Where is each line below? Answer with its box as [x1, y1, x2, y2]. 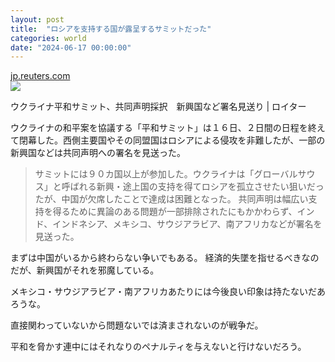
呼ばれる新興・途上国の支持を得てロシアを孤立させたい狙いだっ [61, 181, 325, 193]
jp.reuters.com [10, 70, 71, 82]
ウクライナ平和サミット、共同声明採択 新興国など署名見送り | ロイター [10, 101, 307, 113]
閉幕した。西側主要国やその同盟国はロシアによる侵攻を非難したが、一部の [18, 134, 326, 146]
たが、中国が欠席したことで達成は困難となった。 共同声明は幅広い [34, 193, 309, 205]
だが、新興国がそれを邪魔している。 [10, 264, 160, 276]
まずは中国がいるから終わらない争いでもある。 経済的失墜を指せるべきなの [10, 252, 320, 264]
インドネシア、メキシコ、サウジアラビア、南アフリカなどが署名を [52, 218, 323, 230]
